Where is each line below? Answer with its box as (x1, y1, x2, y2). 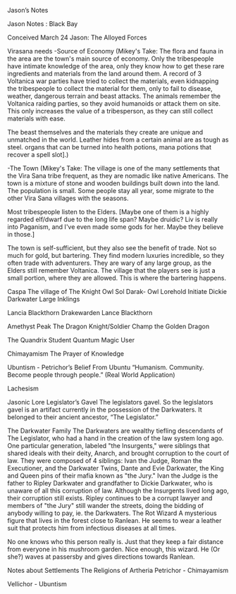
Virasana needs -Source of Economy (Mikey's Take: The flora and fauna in (7, 47, 224, 55)
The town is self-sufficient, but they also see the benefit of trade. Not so (7, 244, 217, 252)
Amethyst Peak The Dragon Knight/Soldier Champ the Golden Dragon (7, 322, 210, 330)
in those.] (7, 230, 35, 238)
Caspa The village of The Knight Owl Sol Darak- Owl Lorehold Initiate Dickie (7, 287, 228, 295)
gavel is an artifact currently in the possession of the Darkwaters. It (7, 405, 202, 414)
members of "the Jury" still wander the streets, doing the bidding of (7, 502, 204, 509)
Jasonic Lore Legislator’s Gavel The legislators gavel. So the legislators (7, 398, 213, 406)
